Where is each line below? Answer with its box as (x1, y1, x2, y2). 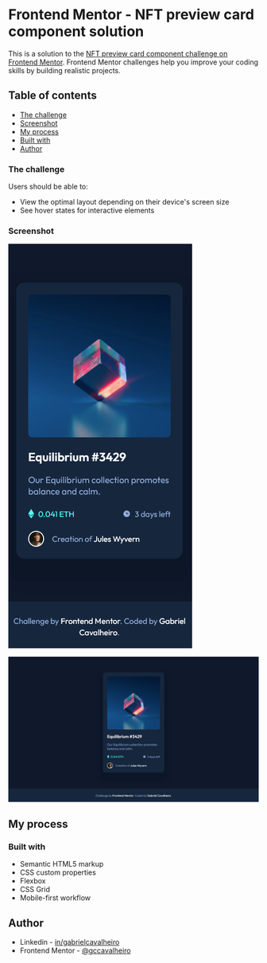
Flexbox (19, 876, 46, 886)
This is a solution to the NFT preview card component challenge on (8, 49, 228, 58)
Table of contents (8, 89, 97, 103)
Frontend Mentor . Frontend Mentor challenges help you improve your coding (8, 57, 259, 67)
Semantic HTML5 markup (19, 860, 104, 869)
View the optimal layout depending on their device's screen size (19, 197, 230, 207)
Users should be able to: (8, 181, 89, 192)
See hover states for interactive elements (19, 205, 155, 216)
